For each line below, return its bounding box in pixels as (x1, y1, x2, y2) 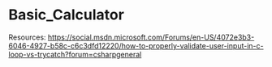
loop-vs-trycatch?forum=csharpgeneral (8, 49, 142, 59)
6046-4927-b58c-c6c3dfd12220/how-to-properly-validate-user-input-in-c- (8, 40, 264, 50)
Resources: (8, 32, 46, 42)
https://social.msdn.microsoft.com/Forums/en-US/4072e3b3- (47, 32, 255, 42)
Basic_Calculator (8, 6, 124, 24)
